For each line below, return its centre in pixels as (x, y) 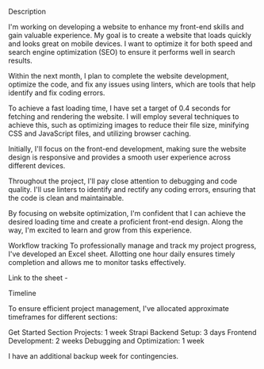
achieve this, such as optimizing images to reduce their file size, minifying (129, 125)
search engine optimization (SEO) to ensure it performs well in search (122, 52)
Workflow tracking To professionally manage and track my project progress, (132, 246)
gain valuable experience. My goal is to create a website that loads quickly (130, 35)
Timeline (23, 293)
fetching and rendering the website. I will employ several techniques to (124, 117)
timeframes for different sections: (63, 317)
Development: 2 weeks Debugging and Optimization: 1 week (106, 341)
